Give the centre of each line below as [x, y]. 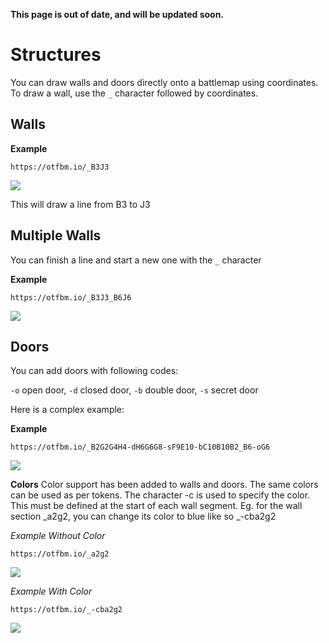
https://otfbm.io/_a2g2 [60, 554]
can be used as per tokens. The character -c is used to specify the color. [160, 495]
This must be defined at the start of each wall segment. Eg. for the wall [156, 506]
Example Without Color [58, 536]
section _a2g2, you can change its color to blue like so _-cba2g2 [143, 516]
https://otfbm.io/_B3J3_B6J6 [71, 297]
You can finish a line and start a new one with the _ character [136, 260]
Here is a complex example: [67, 410]
